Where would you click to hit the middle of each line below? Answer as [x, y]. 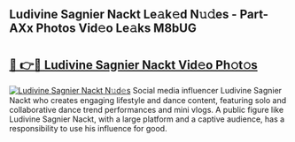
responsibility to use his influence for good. [88, 128]
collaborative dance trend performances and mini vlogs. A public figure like [147, 110]
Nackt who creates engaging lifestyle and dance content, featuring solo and [147, 100]
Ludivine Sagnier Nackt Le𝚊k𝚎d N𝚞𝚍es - [123, 15]
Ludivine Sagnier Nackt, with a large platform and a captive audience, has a [147, 119]
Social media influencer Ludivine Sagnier [207, 90]
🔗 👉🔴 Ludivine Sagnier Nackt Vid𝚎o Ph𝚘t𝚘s [134, 65]
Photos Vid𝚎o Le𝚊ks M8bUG [116, 29]
